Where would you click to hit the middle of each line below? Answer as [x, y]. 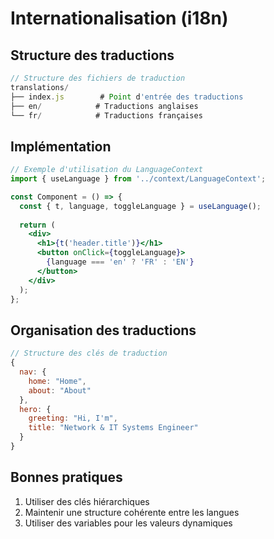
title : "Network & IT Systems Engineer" [113, 428]
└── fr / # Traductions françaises [106, 115]
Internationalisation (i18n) [119, 18]
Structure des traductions [92, 55]
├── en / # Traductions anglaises [104, 106]
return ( [37, 225]
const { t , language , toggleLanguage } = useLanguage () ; [140, 206]
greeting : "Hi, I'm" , [73, 418]
